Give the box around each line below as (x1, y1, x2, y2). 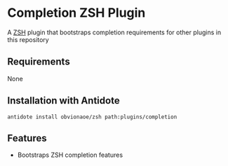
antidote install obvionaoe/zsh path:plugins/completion (7, 113, 177, 120)
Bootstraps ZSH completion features (17, 151, 123, 159)
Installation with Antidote (7, 95, 121, 106)
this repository (7, 35, 49, 43)
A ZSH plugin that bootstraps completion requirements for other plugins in (7, 28, 222, 36)
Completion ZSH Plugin (7, 5, 146, 21)
